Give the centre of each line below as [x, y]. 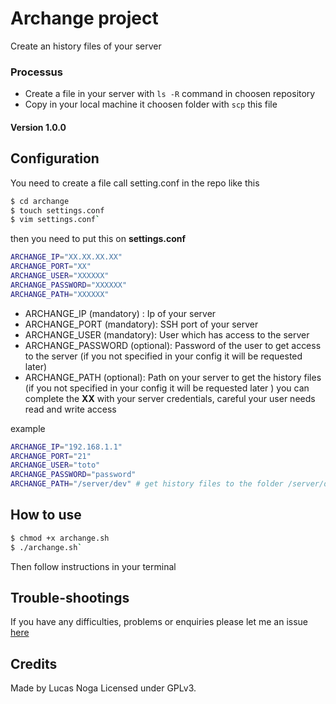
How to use [46, 515]
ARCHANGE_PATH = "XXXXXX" [60, 294]
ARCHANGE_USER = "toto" [55, 465]
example [28, 428]
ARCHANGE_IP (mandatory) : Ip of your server [120, 313]
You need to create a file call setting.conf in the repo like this [135, 183]
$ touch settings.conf [57, 210]
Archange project [84, 18]
